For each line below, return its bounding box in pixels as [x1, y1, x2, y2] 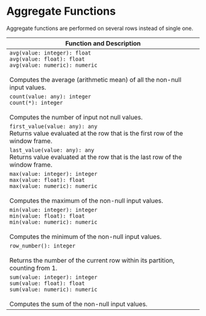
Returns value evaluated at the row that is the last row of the [9, 152, 182, 161]
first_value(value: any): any [9, 122, 98, 130]
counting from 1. [9, 263, 58, 272]
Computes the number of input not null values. [9, 113, 143, 121]
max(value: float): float [9, 176, 85, 183]
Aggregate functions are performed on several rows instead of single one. [6, 24, 194, 32]
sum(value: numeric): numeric [9, 286, 98, 293]
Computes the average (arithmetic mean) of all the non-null [9, 75, 182, 84]
